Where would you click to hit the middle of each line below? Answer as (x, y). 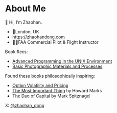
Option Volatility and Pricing (40, 85)
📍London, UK (25, 31)
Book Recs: (16, 52)
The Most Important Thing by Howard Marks (57, 90)
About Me (25, 9)
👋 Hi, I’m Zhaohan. (23, 22)
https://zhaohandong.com (38, 37)
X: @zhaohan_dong (25, 105)
